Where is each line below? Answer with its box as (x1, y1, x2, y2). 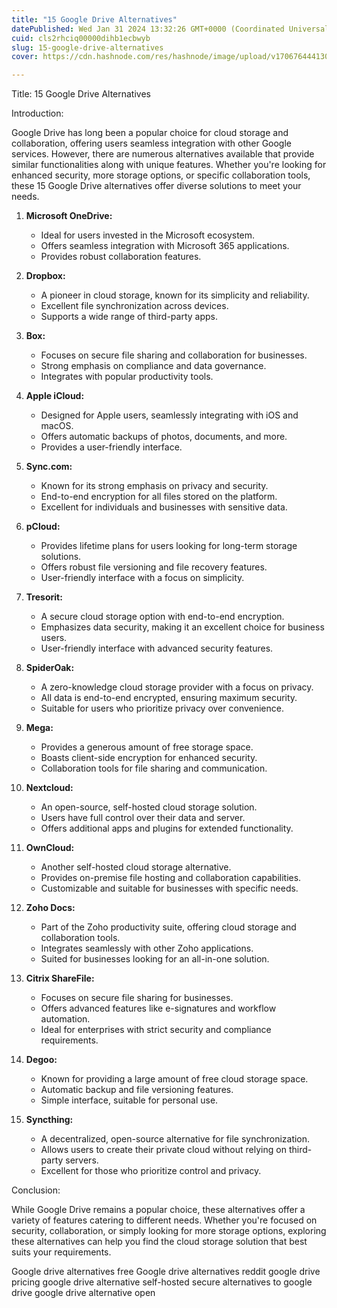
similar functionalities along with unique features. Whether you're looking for (11, 159, 327, 171)
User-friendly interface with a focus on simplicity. (40, 572, 245, 584)
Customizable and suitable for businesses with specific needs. (40, 882, 299, 895)
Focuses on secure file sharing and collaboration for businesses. (40, 349, 308, 361)
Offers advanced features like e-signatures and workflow (40, 1002, 277, 1015)
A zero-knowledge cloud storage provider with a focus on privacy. (40, 681, 314, 693)
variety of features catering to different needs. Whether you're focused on (11, 1214, 318, 1226)
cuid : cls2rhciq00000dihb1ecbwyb (11, 33, 151, 43)
